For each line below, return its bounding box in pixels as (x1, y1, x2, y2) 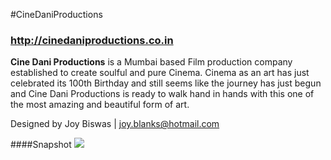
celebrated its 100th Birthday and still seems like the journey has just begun (10, 77, 322, 89)
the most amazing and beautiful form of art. (10, 99, 190, 111)
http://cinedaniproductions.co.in (10, 33, 174, 47)
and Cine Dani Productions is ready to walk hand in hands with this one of (10, 88, 315, 100)
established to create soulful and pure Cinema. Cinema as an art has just (10, 67, 310, 79)
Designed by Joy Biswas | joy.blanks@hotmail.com (10, 118, 220, 130)
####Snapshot (10, 139, 72, 151)
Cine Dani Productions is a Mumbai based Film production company (10, 56, 293, 68)
